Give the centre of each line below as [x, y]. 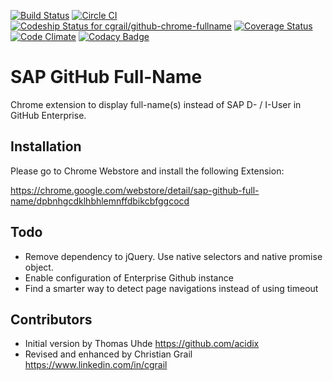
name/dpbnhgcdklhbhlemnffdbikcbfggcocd [100, 201]
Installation [46, 146]
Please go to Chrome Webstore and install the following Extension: [147, 171]
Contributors [51, 319]
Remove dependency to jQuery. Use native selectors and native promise [173, 256]
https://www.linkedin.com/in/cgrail [96, 365]
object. [39, 267]
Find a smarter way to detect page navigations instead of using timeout [171, 288]
